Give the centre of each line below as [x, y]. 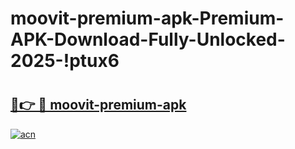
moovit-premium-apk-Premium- [147, 18]
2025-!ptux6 [65, 61]
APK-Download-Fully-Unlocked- [148, 39]
